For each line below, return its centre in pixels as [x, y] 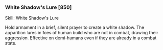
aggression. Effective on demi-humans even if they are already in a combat [81, 38]
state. [11, 43]
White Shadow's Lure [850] [38, 7]
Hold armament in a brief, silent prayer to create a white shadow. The [75, 27]
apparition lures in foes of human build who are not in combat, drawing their [82, 33]
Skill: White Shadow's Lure [32, 18]
